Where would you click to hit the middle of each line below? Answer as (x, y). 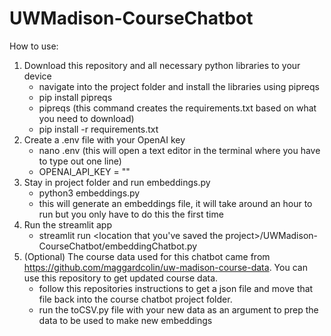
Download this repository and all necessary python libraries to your (162, 65)
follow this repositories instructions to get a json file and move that (176, 288)
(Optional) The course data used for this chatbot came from (147, 256)
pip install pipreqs (75, 97)
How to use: (34, 46)
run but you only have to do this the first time (131, 214)
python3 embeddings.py (89, 193)
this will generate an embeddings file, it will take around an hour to (175, 203)
